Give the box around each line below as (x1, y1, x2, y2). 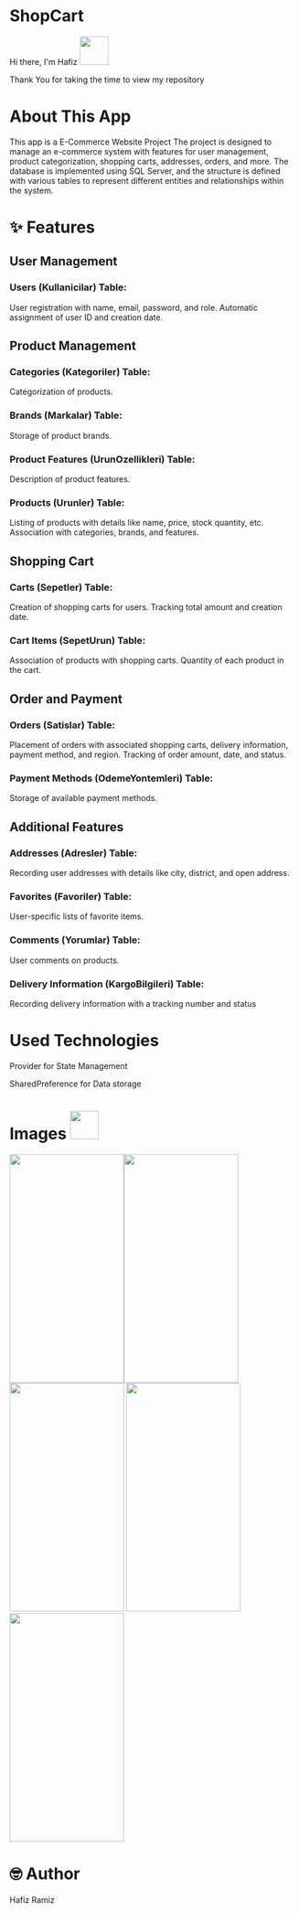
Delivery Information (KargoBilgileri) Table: (9, 978, 205, 990)
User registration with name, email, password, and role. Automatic (9, 302, 259, 313)
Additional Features (9, 819, 124, 835)
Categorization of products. (9, 386, 113, 398)
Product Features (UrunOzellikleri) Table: (9, 453, 196, 465)
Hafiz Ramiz (9, 1894, 55, 1905)
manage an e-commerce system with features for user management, (9, 145, 269, 156)
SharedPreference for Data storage (9, 1078, 142, 1089)
